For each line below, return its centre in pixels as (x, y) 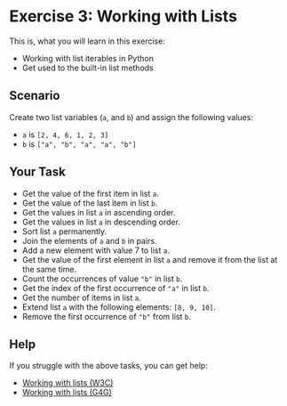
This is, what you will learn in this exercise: (88, 41)
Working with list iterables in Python (88, 58)
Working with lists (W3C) (68, 383)
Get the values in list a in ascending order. (99, 212)
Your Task (38, 172)
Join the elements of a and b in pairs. (89, 240)
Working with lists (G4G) (67, 393)
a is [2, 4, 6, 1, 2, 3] (65, 134)
